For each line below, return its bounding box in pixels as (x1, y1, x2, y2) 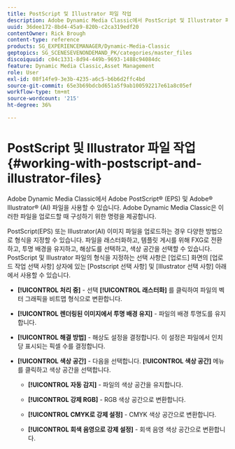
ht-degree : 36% (7, 102, 52, 109)
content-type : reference (7, 36, 80, 43)
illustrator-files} (7, 170, 103, 187)
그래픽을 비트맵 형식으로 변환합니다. (24, 294, 122, 302)
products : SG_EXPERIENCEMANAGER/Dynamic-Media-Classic (7, 43, 171, 50)
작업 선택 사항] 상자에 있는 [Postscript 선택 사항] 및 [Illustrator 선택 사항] (14, 262, 214, 270)
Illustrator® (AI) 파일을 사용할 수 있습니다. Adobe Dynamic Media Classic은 (7, 203, 217, 211)
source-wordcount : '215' (7, 95, 80, 102)
